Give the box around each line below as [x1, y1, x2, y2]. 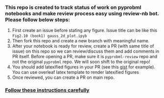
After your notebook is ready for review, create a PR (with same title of [12, 43, 154, 49]
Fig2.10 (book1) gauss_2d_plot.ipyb [12, 33, 87, 38]
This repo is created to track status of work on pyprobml [5, 4, 141, 11]
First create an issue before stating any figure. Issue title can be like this [12, 28, 158, 33]
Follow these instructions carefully [5, 87, 90, 94]
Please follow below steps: [5, 16, 70, 23]
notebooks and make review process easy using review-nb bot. [5, 10, 159, 17]
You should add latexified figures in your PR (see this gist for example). [12, 64, 156, 70]
